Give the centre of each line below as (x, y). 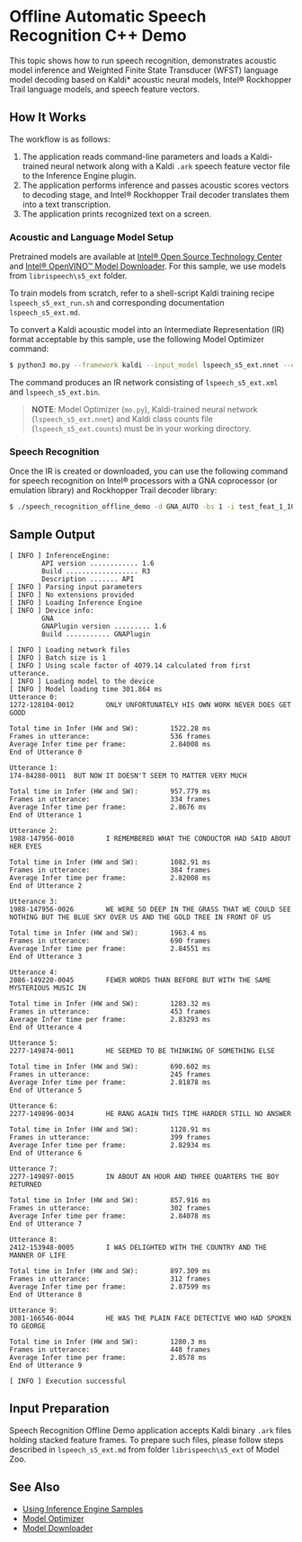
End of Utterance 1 (46, 815)
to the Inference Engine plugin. (79, 175)
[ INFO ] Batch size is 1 (58, 658)
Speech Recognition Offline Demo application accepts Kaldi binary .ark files (151, 1430)
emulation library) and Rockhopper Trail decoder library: (113, 491)
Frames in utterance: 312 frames (110, 1279)
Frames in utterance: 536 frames (110, 736)
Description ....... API (88, 579)
